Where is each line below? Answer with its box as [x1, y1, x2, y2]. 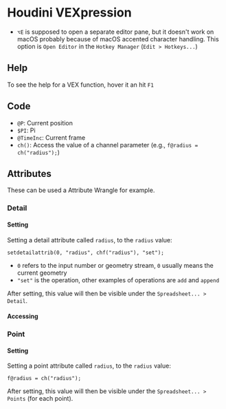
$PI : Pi [16, 126, 36, 134]
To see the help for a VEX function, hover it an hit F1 [7, 81, 155, 89]
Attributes [7, 167, 52, 180]
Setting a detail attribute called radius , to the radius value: [7, 235, 173, 244]
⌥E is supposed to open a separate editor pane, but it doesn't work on [16, 28, 214, 36]
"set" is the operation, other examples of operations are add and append [16, 275, 220, 284]
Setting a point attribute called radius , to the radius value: [7, 361, 172, 370]
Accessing [7, 312, 38, 321]
